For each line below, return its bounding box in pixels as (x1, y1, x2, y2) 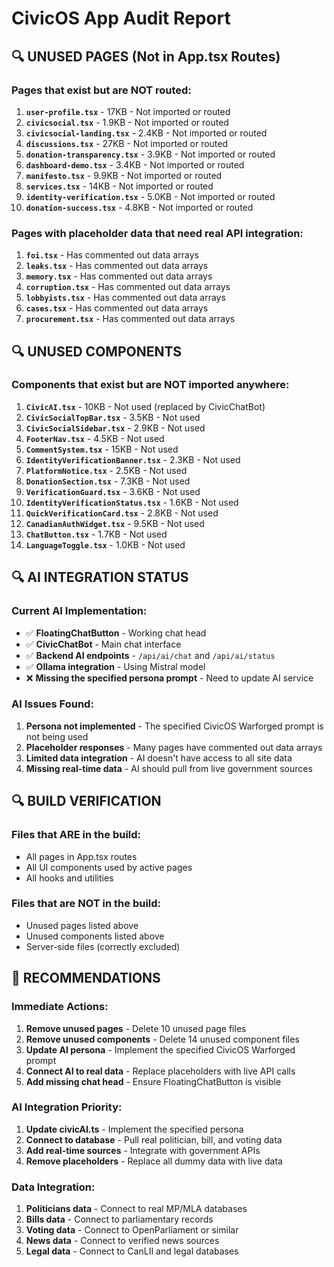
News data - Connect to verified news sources (25, 1235, 220, 1247)
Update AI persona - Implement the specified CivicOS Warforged (25, 1043, 296, 1056)
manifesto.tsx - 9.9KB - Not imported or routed (25, 169, 223, 181)
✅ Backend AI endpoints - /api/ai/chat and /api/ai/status (25, 649, 276, 661)
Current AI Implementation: (11, 604, 148, 618)
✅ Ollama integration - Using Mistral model (25, 660, 206, 672)
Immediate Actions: (11, 1000, 109, 1014)
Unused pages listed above (25, 919, 139, 931)
